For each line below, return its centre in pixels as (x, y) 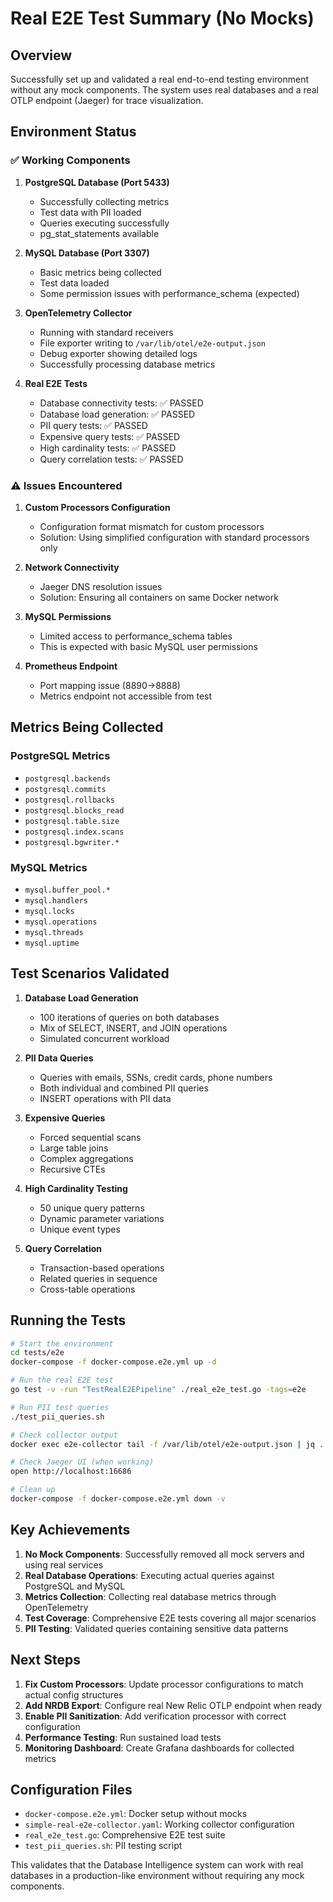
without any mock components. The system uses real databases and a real (165, 90)
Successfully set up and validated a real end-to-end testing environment (160, 79)
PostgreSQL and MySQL (75, 1586)
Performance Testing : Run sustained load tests (123, 1737)
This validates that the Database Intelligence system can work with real (157, 1865)
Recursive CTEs (72, 1169)
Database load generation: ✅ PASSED (117, 414)
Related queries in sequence (98, 1278)
